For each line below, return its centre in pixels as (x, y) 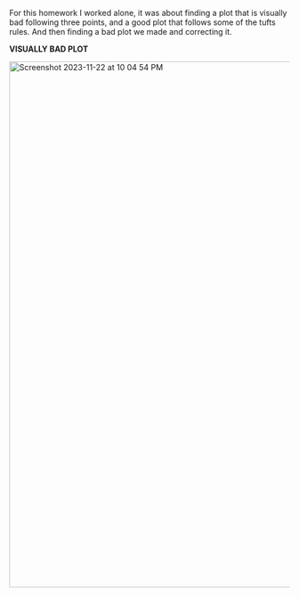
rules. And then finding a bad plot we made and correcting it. (121, 32)
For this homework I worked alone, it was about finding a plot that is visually (148, 13)
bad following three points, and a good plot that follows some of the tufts (142, 22)
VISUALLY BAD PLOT (49, 49)
